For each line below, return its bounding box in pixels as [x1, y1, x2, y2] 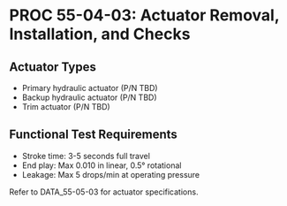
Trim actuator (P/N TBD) [21, 102, 110, 111]
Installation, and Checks [9, 24, 191, 44]
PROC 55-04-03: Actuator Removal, [9, 5, 280, 26]
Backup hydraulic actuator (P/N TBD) [21, 92, 157, 103]
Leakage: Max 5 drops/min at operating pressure [21, 169, 200, 179]
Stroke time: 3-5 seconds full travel [21, 150, 150, 161]
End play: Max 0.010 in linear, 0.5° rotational [21, 160, 182, 171]
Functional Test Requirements [9, 127, 178, 142]
